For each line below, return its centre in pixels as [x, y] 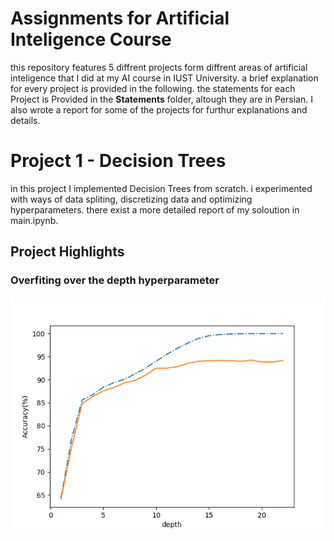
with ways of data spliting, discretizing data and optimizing [131, 199]
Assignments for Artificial [120, 18]
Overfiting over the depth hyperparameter [115, 280]
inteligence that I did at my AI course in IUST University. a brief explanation [164, 78]
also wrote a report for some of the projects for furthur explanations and [159, 109]
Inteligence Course [91, 39]
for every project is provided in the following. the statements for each [153, 88]
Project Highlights [67, 252]
